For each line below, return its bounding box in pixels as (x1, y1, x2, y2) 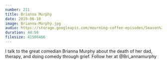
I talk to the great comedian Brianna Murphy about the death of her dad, (5, 48, 153, 54)
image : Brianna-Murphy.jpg (5, 21, 61, 26)
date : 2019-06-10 (5, 16, 41, 21)
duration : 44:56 (5, 30, 39, 35)
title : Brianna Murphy (5, 12, 52, 17)
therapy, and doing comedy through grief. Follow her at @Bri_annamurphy (5, 53, 157, 59)
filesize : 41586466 (5, 35, 46, 40)
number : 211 (5, 7, 30, 12)
